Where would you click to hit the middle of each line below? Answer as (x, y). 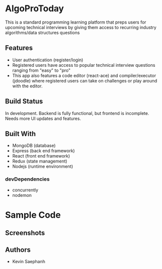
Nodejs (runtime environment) (43, 166)
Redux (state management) (40, 161)
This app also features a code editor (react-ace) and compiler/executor (84, 75)
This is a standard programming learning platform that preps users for (76, 22)
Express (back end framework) (43, 151)
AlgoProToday (35, 9)
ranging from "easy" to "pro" (41, 70)
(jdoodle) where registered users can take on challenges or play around (85, 81)
